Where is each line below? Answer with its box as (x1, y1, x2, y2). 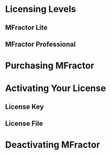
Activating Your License (5, 83, 106, 94)
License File (5, 119, 43, 128)
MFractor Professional (5, 40, 76, 48)
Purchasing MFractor (5, 60, 95, 72)
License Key (5, 102, 44, 111)
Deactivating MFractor (5, 139, 101, 151)
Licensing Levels (5, 3, 76, 15)
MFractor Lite (5, 23, 48, 32)
